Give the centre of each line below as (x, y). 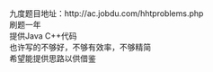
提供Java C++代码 (43, 36)
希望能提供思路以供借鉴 (53, 58)
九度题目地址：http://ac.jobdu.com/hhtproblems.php (106, 13)
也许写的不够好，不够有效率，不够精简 (80, 47)
